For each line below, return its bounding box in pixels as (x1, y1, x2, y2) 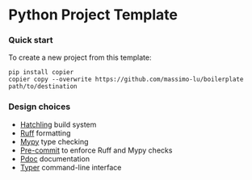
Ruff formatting (19, 128, 71, 138)
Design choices (8, 101, 71, 112)
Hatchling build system (19, 119, 97, 129)
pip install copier (8, 69, 74, 77)
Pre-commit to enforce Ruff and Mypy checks (19, 145, 173, 155)
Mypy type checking (19, 136, 89, 146)
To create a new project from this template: (8, 52, 152, 62)
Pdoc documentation (19, 153, 90, 163)
